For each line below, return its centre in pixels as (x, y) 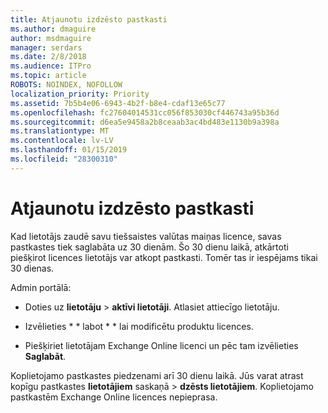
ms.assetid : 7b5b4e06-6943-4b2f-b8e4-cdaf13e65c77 (118, 103)
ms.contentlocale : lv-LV (62, 141)
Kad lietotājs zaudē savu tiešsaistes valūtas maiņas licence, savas (146, 236)
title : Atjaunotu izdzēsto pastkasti (89, 19)
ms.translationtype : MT (60, 131)
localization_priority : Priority (80, 94)
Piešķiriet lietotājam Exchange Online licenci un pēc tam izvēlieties (161, 345)
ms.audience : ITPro (51, 66)
